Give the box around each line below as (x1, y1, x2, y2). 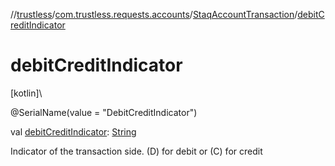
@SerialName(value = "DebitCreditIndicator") (10, 106, 198, 118)
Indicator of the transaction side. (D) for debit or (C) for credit (10, 145, 263, 157)
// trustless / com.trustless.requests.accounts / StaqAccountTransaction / (10, 9, 298, 20)
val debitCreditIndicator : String (10, 125, 137, 138)
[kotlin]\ (10, 87, 43, 99)
